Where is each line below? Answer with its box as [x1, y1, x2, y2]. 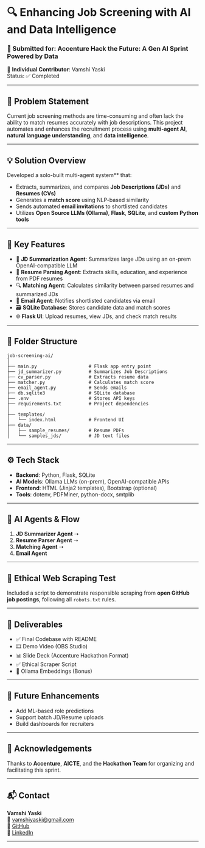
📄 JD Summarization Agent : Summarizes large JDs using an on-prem [15, 255, 191, 263]
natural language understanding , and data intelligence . [7, 132, 149, 139]
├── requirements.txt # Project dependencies [7, 400, 149, 407]
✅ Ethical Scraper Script [15, 661, 77, 668]
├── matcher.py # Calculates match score [7, 379, 155, 385]
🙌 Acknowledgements [7, 744, 92, 754]
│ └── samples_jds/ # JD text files [7, 432, 130, 439]
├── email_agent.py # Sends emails [7, 385, 127, 391]
